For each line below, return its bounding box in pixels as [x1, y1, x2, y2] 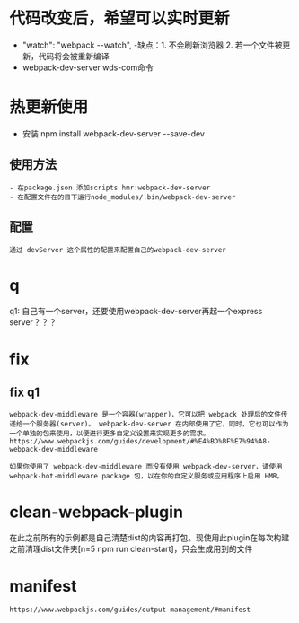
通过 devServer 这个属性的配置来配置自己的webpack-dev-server [9, 245, 226, 254]
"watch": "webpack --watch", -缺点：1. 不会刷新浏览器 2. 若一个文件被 [22, 39, 283, 50]
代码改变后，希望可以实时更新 [9, 8, 231, 29]
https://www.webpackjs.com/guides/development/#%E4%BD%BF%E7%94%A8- [9, 437, 271, 446]
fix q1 [9, 385, 40, 400]
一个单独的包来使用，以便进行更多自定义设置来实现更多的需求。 [9, 429, 210, 438]
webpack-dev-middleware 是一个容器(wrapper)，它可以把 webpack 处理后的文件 [9, 410, 281, 419]
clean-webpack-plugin [9, 502, 184, 522]
